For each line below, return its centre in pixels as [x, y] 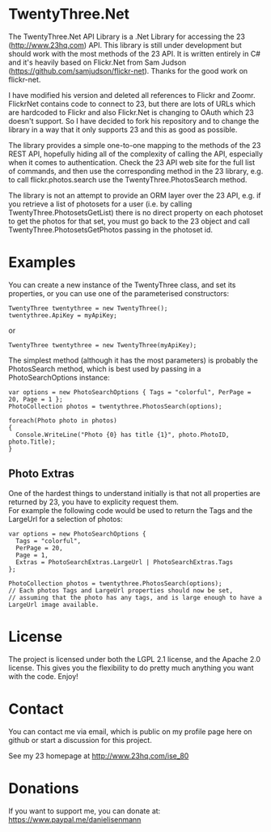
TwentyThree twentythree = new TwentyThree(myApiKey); [103, 345]
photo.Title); [32, 442]
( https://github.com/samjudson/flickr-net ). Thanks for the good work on [128, 70]
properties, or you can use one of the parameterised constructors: [119, 293]
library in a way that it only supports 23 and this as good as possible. [123, 129]
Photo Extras [42, 474]
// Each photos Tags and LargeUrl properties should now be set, [121, 590]
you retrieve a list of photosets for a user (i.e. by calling [100, 204]
